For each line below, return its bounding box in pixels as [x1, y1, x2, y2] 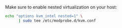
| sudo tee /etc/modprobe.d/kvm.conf [18, 18, 96, 23]
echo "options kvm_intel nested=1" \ [5, 14, 83, 19]
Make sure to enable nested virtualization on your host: [5, 4, 118, 10]
